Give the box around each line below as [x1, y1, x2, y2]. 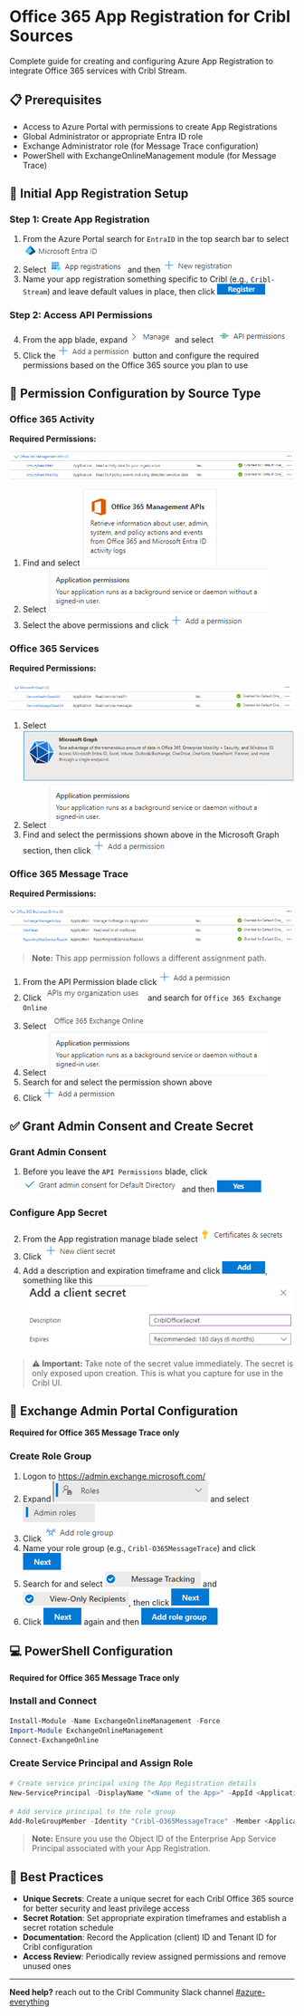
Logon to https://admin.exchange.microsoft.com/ [22, 1471, 206, 1481]
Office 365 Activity [9, 413, 95, 426]
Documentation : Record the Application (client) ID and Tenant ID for [22, 1932, 278, 1943]
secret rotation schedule [22, 1922, 114, 1933]
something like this [22, 1275, 93, 1286]
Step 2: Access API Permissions [9, 309, 153, 322]
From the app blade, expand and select [22, 333, 214, 345]
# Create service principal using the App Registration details [9, 1779, 257, 1788]
